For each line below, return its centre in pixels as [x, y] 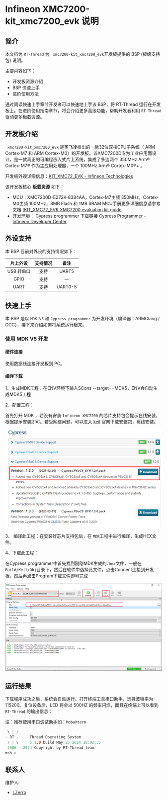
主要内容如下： [20, 71]
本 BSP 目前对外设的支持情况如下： [41, 251]
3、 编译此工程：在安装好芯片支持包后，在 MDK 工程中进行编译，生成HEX [79, 536]
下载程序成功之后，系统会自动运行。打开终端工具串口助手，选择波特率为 [79, 699]
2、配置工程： [20, 405]
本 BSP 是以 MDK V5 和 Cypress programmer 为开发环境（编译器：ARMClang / [83, 319]
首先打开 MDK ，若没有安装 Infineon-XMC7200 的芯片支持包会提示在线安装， [83, 415]
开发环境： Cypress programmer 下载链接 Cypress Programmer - [79, 216]
